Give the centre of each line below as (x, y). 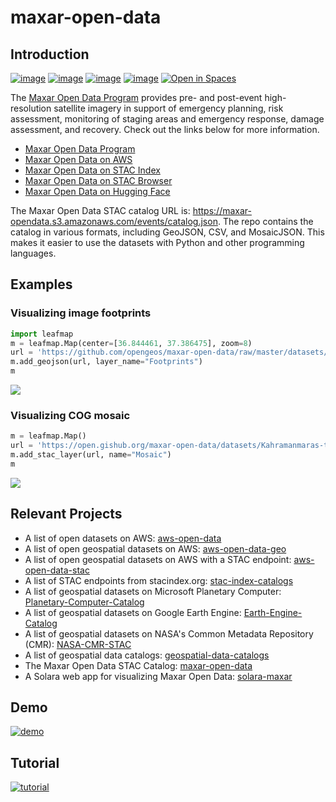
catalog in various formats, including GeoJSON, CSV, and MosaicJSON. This (167, 232)
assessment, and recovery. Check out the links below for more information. (165, 129)
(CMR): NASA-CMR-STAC (78, 644)
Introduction (50, 54)
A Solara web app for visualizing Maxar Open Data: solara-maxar (158, 676)
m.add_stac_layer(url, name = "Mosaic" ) (91, 455)
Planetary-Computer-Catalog (84, 602)
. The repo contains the (265, 221)
